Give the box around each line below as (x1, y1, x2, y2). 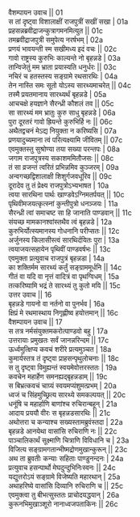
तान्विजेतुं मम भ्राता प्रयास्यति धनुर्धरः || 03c (8, 62, 117, 72)
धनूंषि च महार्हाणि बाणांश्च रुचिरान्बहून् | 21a (8, 399, 118, 409)
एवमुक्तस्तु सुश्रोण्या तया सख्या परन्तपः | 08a (8, 144, 121, 154)
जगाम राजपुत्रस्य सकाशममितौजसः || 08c (8, 154, 114, 163)
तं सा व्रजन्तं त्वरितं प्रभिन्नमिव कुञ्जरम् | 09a (8, 163, 119, 172)
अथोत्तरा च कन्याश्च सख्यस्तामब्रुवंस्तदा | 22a (8, 417, 123, 426)
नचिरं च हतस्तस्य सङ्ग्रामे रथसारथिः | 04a (8, 71, 118, 81)
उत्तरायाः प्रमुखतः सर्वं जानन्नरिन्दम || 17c (8, 336, 109, 345)
